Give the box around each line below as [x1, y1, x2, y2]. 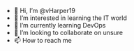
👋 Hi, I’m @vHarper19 [13, 7, 75, 14]
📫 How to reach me [13, 37, 72, 44]
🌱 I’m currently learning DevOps [13, 21, 106, 29]
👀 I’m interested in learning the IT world [13, 14, 128, 22]
